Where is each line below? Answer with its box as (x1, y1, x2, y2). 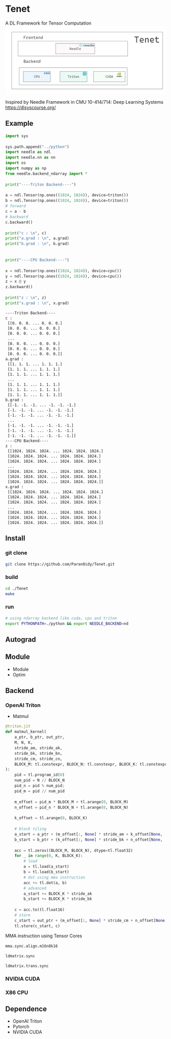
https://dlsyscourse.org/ (5, 104, 56, 110)
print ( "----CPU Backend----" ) (5, 257, 70, 262)
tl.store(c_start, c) (14, 923, 60, 929)
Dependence (5, 1004, 47, 1013)
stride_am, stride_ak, (14, 745, 63, 751)
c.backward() (5, 219, 33, 225)
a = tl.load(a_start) (23, 864, 70, 869)
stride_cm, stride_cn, (14, 756, 63, 761)
